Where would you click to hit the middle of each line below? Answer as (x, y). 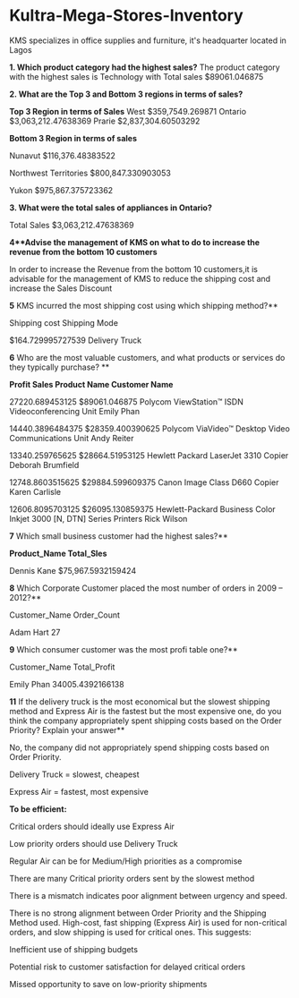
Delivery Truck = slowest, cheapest (75, 774)
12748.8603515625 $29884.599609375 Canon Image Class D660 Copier (144, 482)
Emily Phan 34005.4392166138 (67, 684)
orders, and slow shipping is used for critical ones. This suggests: (131, 932)
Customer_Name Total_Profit (62, 667)
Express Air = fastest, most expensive (79, 791)
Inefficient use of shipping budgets (74, 949)
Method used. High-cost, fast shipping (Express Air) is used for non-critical (148, 922)
